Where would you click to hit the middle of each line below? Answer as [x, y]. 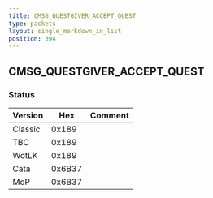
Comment [109, 115]
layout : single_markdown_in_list [65, 31]
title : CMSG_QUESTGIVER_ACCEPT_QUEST [72, 16]
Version [28, 115]
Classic [26, 129]
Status [22, 94]
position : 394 [33, 39]
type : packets [33, 24]
